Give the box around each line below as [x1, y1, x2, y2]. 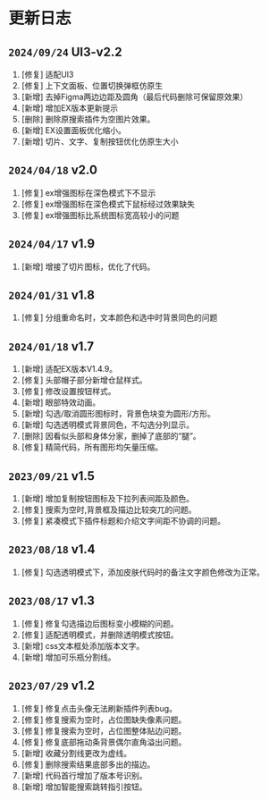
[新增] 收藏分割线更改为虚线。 [21, 747, 131, 758]
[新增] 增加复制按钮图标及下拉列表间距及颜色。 [21, 493, 194, 504]
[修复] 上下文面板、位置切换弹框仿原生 [21, 80, 163, 90]
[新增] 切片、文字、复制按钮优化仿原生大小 [21, 136, 179, 147]
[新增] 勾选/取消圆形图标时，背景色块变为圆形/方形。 [21, 408, 216, 419]
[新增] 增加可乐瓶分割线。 [21, 652, 116, 662]
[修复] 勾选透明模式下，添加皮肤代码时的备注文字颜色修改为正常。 [21, 567, 265, 577]
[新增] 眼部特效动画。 [21, 397, 100, 408]
